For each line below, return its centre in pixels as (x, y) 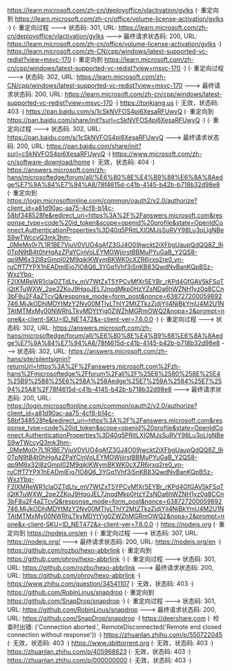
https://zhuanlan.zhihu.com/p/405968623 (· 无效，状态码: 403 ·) (99, 652)
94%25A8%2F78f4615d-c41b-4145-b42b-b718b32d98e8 (89, 389)
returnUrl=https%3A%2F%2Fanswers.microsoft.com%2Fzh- (94, 366)
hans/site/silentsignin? (39, 359)
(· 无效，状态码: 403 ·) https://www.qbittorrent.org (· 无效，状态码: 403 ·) (110, 643)
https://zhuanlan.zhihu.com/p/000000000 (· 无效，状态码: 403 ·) (99, 660)
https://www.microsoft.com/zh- (157, 154)
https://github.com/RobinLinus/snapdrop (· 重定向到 (81, 592)
